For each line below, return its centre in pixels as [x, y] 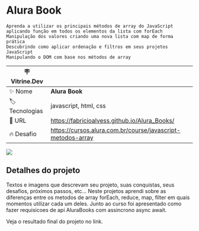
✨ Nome [21, 91]
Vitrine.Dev [27, 81]
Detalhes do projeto [43, 170]
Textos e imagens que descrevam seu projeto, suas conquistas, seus [90, 185]
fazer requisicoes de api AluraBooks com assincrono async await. [86, 210]
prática [16, 41]
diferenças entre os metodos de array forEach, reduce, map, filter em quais [98, 197]
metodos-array [72, 137]
